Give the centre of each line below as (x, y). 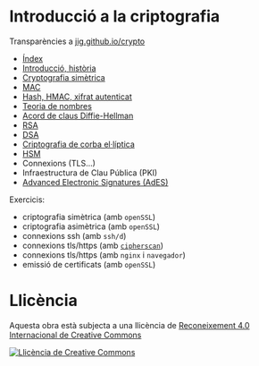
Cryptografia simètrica (63, 77)
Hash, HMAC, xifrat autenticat (77, 97)
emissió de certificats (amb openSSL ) (89, 264)
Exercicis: (27, 200)
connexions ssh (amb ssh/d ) (74, 235)
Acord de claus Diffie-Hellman (78, 115)
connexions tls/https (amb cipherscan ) (92, 245)
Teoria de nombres (57, 106)
